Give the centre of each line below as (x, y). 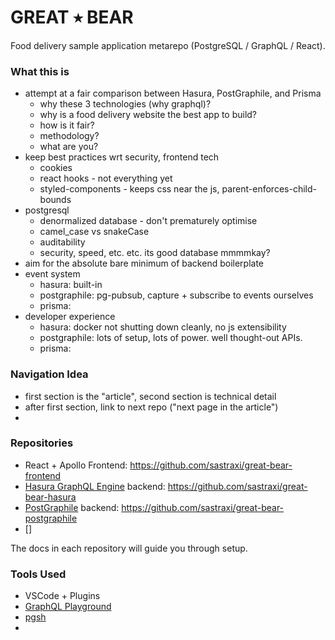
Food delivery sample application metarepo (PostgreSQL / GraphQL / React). (168, 45)
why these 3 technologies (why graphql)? (125, 104)
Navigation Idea (49, 374)
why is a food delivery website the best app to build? (148, 115)
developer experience (70, 317)
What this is (40, 71)
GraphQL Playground (68, 607)
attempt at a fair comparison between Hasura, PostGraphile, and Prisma (173, 93)
